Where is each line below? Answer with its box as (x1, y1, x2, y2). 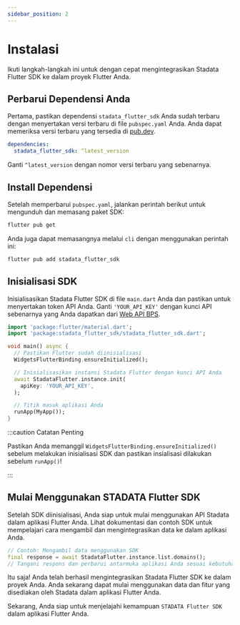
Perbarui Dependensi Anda (7, 93, 131, 105)
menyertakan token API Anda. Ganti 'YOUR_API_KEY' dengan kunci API (7, 302, 212, 310)
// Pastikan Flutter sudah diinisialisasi (14, 350, 142, 357)
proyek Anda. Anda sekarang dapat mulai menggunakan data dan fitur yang (7, 581, 231, 589)
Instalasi (7, 41, 59, 57)
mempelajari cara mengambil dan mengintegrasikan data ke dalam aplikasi (7, 525, 227, 534)
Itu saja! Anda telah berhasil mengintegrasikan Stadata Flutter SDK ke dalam (7, 573, 231, 581)
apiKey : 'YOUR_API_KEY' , (20, 382, 94, 390)
